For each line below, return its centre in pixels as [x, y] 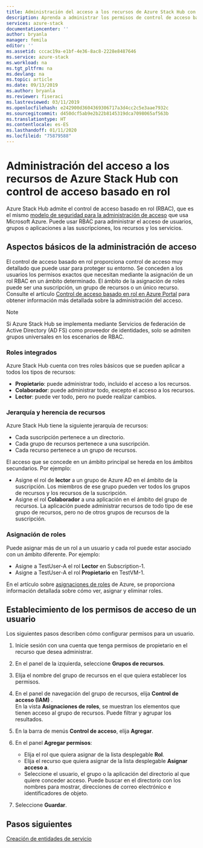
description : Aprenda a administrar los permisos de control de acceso [98, 18]
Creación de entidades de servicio [49, 839]
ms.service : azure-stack [37, 57]
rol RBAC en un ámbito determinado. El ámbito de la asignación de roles [96, 281]
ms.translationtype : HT [36, 119]
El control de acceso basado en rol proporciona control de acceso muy [95, 261]
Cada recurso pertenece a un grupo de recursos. [76, 450]
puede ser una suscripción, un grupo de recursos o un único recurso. [93, 287]
